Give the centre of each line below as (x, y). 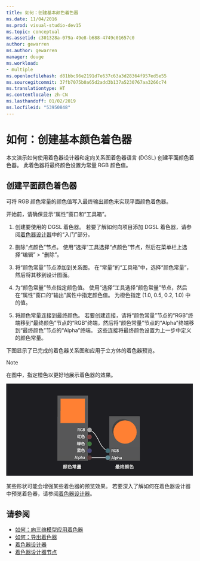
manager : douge (25, 57)
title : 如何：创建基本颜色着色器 (42, 13)
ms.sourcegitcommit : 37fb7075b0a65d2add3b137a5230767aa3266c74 (87, 82)
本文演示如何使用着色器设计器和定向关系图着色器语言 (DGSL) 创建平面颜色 (98, 157)
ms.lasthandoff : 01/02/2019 (41, 101)
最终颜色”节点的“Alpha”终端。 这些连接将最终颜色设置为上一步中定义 (107, 330)
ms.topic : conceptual (33, 32)
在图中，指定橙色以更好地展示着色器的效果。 (61, 375)
